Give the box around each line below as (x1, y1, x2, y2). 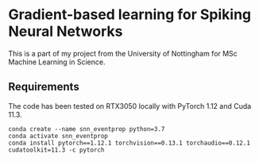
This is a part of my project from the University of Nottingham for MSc (8, 48, 238, 58)
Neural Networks (8, 22, 123, 40)
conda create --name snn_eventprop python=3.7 (8, 125, 165, 133)
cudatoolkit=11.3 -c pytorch (8, 145, 105, 154)
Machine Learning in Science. (8, 57, 106, 67)
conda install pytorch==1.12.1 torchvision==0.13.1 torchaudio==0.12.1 (8, 139, 250, 147)
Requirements (8, 80, 79, 94)
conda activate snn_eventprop (8, 132, 109, 140)
